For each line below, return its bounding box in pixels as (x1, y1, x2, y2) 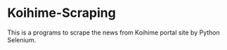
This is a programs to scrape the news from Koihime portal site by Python (7, 28, 220, 37)
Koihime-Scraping (7, 5, 116, 21)
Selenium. (7, 35, 37, 44)
